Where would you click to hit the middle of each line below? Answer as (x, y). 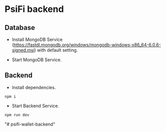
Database (20, 28)
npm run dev (17, 115)
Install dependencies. (34, 87)
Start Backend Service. (35, 106)
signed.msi (23, 50)
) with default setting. (56, 50)
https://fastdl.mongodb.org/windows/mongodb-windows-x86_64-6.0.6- (87, 45)
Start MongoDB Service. (37, 60)
